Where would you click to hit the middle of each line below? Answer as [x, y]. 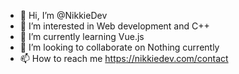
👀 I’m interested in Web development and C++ [114, 26]
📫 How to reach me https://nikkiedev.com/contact [124, 58]
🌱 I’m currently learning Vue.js [82, 36]
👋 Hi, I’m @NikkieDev [63, 15]
